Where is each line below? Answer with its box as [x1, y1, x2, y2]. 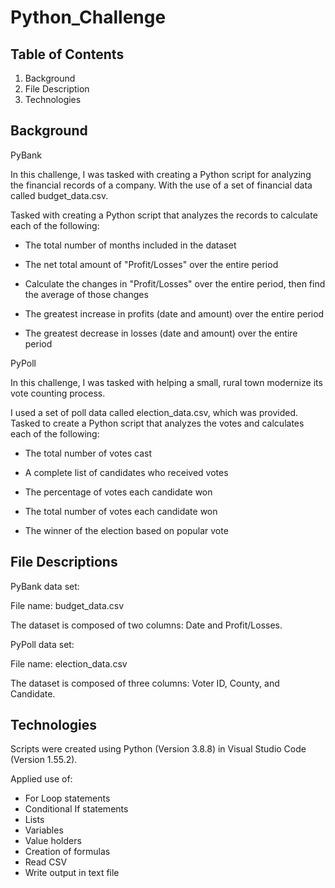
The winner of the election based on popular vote [24, 524, 229, 536]
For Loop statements [24, 792, 111, 805]
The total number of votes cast [24, 447, 153, 459]
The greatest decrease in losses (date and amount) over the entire [24, 327, 298, 339]
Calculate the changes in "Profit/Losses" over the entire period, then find [24, 277, 326, 290]
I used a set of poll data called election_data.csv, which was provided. [10, 406, 299, 418]
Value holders [24, 835, 82, 847]
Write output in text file [24, 867, 120, 879]
